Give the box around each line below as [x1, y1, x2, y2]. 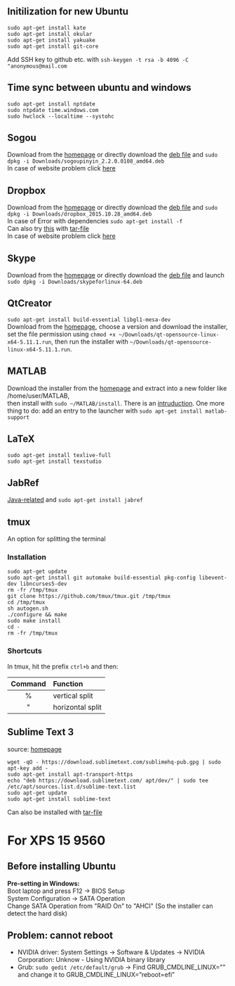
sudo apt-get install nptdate [7, 100, 96, 108]
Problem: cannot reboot [7, 929, 114, 941]
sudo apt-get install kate [7, 24, 86, 31]
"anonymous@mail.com [7, 63, 68, 70]
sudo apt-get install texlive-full [7, 451, 112, 458]
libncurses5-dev [20, 580, 68, 587]
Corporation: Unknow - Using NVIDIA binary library [17, 956, 166, 964]
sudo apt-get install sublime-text [7, 795, 112, 802]
